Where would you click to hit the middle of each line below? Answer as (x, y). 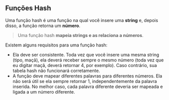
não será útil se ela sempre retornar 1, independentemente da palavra (85, 81)
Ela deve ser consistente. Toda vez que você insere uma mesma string (86, 54)
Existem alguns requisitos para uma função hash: (56, 45)
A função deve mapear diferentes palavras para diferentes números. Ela (87, 76)
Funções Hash (28, 8)
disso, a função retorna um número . (43, 25)
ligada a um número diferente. (44, 91)
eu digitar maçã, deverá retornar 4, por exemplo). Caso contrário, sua (85, 65)
